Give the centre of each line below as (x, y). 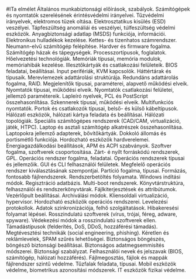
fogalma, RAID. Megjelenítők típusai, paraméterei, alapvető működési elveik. (97, 84)
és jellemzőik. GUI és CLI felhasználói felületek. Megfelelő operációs (88, 164)
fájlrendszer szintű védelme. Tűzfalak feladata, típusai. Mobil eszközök (91, 264)
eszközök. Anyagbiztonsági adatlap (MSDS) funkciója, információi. (86, 34)
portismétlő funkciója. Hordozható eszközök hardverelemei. (78, 139)
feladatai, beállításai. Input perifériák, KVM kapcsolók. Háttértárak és (89, 71)
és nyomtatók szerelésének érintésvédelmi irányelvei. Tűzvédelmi (85, 15)
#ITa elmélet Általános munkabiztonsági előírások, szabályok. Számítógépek (98, 9)
